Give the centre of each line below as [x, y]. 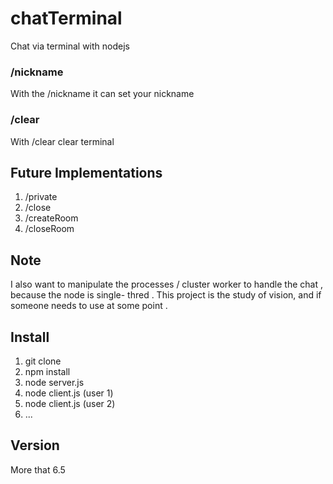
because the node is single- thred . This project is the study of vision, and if [166, 295]
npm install [47, 371]
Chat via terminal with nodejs [70, 46]
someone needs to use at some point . [89, 306]
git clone [43, 361]
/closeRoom [49, 229]
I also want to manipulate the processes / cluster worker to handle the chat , [166, 284]
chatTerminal [66, 18]
